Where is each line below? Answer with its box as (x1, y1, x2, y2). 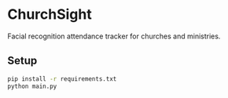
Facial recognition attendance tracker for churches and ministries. (7, 31, 221, 41)
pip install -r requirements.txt (7, 74, 117, 83)
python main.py (7, 82, 57, 90)
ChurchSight (7, 5, 92, 24)
